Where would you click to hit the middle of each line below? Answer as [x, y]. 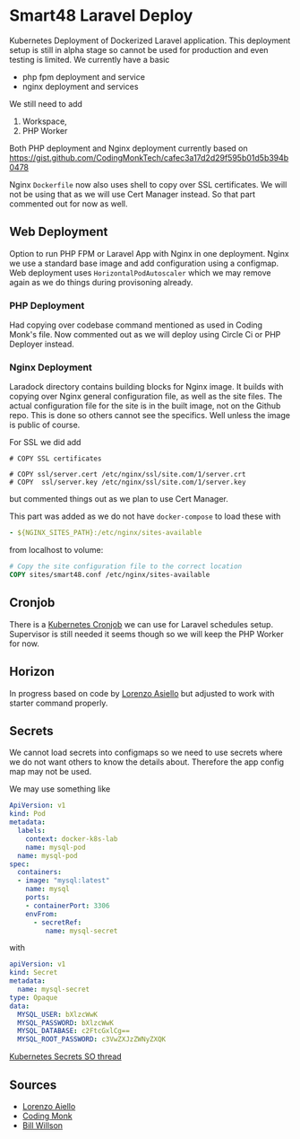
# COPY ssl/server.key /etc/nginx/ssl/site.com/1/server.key [128, 482]
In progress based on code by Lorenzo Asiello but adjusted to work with [142, 693]
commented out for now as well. [69, 204]
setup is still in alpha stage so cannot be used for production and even [139, 49]
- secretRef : [57, 922]
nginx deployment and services [80, 86]
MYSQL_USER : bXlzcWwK [58, 1014]
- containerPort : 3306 [68, 906]
